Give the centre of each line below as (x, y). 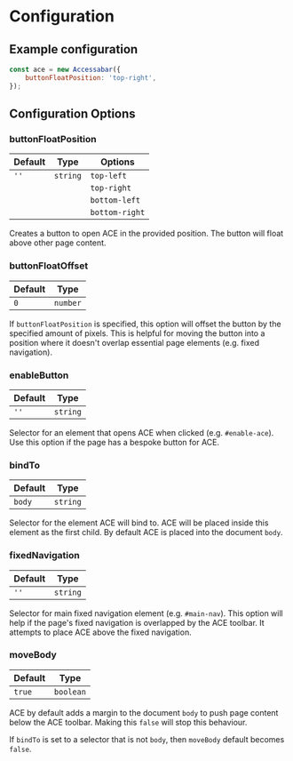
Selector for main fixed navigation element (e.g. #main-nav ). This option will (146, 613)
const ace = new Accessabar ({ (65, 69)
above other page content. (58, 243)
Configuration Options (72, 114)
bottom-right (118, 212)
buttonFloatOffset (49, 266)
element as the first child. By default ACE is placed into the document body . (146, 533)
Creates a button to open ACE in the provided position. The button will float (146, 234)
